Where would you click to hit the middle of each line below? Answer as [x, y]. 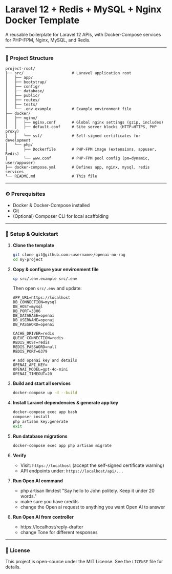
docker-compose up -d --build [45, 393]
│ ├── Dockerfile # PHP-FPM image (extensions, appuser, [81, 150]
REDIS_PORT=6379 [30, 352]
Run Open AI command [38, 481]
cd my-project [28, 259]
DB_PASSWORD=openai [34, 325]
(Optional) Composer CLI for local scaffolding [61, 216]
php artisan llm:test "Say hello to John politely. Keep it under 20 [87, 490]
